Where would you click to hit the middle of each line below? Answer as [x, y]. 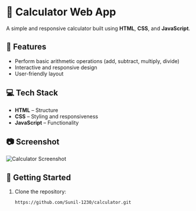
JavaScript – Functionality [47, 123]
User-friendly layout [39, 74]
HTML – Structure [36, 110]
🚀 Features [26, 47]
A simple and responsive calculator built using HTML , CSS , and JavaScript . [98, 28]
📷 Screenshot [33, 142]
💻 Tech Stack [32, 93]
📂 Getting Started [39, 177]
